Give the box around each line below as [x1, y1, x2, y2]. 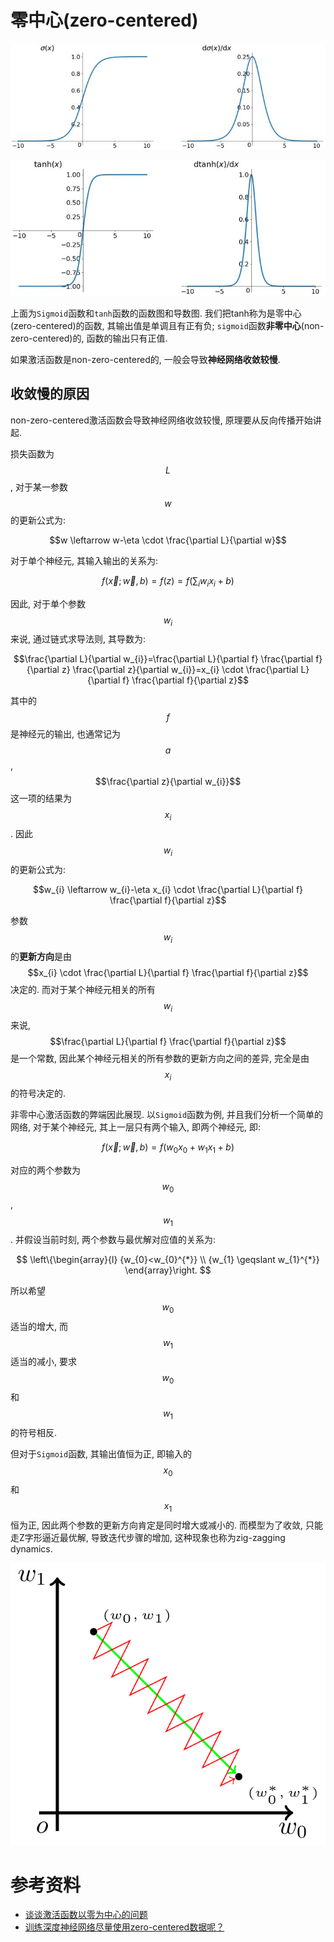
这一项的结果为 [10, 792, 72, 805]
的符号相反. [10, 1426, 58, 1438]
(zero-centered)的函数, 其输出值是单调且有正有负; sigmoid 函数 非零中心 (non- [10, 320, 325, 332]
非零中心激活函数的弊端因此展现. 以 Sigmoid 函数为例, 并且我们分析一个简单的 [10, 1109, 324, 1121]
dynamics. [10, 1542, 53, 1555]
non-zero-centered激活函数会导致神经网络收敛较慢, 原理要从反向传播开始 [10, 414, 313, 426]
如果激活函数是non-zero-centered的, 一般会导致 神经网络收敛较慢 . [10, 354, 281, 366]
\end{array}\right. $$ [124, 1264, 212, 1276]
